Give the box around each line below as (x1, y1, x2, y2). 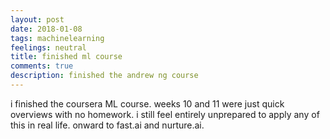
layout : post (10, 14, 65, 25)
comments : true (10, 61, 74, 71)
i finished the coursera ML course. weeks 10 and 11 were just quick (10, 97, 285, 110)
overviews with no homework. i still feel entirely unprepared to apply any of (10, 108, 320, 120)
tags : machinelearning (10, 33, 105, 43)
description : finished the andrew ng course (10, 71, 199, 81)
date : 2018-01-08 (10, 24, 83, 34)
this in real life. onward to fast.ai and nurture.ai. (10, 119, 205, 131)
